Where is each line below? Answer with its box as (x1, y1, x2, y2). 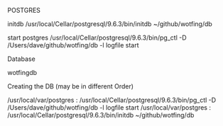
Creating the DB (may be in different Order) (7, 82, 134, 91)
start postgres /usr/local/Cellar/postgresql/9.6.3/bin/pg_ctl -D (7, 33, 187, 42)
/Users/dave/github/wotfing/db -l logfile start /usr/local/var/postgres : (7, 103, 212, 112)
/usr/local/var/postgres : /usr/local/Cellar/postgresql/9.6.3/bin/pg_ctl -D (7, 96, 217, 104)
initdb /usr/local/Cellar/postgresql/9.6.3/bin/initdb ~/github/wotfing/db (7, 20, 213, 28)
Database (7, 55, 36, 63)
